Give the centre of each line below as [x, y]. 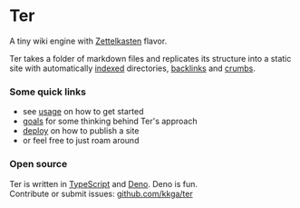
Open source [39, 164]
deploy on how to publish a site [81, 131]
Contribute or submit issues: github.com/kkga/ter [101, 193]
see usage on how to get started [83, 112]
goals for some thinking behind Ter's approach [110, 121]
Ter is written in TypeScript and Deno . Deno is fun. [103, 183]
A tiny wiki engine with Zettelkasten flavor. [88, 41]
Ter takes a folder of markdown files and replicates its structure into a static [150, 58]
